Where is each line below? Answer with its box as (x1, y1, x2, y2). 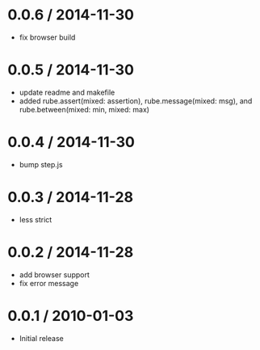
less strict (19, 214, 52, 224)
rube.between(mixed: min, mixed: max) (19, 104, 150, 114)
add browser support (19, 269, 90, 280)
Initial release (19, 333, 64, 343)
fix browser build (19, 32, 76, 42)
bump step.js (19, 159, 63, 169)
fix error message (19, 278, 79, 288)
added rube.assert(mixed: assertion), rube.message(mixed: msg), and (19, 95, 253, 106)
